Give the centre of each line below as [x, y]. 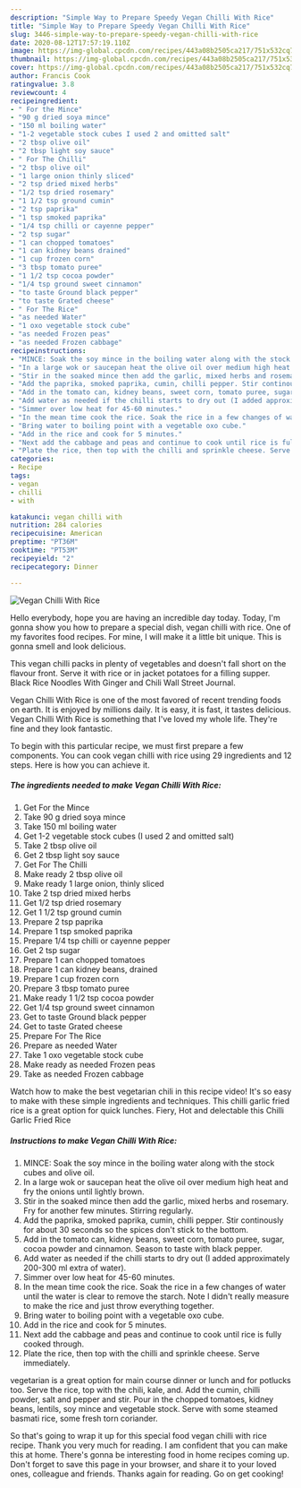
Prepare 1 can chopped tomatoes [84, 960]
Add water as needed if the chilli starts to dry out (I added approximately [156, 1259]
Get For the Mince [56, 808]
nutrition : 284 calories [56, 525]
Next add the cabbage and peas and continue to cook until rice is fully [152, 1335]
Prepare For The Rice [62, 1036]
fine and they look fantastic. [61, 728]
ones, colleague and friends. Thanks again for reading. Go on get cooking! [147, 1474]
